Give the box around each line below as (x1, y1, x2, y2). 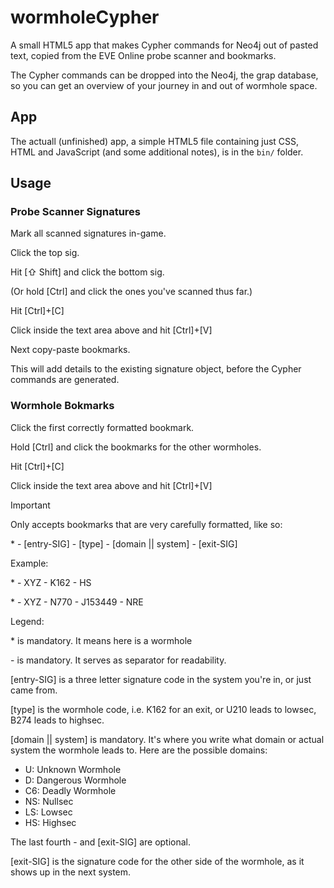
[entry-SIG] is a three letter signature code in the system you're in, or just (10, 673, 312, 685)
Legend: (10, 615, 45, 627)
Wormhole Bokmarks (10, 399, 115, 413)
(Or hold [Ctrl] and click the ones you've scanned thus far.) (10, 286, 253, 298)
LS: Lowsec (24, 806, 73, 818)
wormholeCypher (10, 6, 160, 29)
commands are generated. (10, 374, 120, 386)
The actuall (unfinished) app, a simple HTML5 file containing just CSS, (10, 135, 300, 147)
